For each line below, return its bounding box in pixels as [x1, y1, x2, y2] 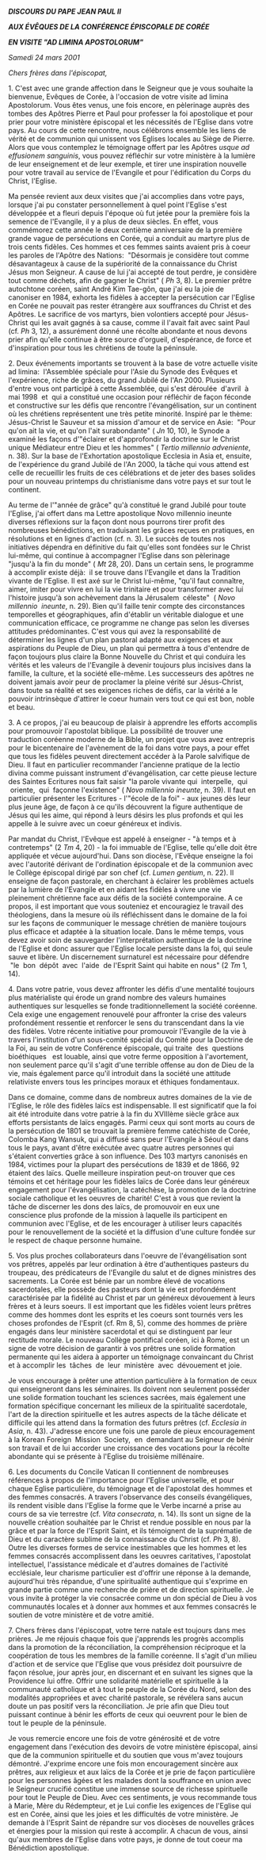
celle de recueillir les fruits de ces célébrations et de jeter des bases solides [8, 468, 256, 477]
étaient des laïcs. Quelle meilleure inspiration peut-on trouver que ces [8, 1169, 236, 1177]
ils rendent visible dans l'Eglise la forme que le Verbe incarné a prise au [8, 1501, 241, 1510]
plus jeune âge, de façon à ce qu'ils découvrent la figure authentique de [8, 802, 243, 811]
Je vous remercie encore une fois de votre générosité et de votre [8, 1734, 220, 1743]
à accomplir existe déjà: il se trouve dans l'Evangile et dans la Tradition [8, 568, 241, 577]
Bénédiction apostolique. [8, 1843, 89, 1852]
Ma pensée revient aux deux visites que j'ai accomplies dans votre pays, [8, 192, 245, 201]
